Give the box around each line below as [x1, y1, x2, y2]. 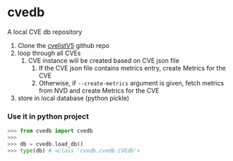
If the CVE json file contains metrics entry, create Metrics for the [38, 64, 226, 72]
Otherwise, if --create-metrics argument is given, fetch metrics [38, 78, 225, 87]
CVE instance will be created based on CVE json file [28, 56, 180, 64]
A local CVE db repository [7, 28, 83, 36]
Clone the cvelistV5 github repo [17, 41, 109, 49]
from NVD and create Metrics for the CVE [38, 86, 160, 95]
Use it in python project [7, 111, 90, 121]
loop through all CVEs [17, 49, 81, 57]
